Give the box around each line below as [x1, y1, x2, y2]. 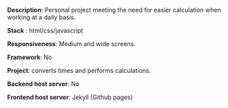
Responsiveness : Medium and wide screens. [7, 40, 136, 47]
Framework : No [7, 53, 52, 61]
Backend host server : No [7, 80, 80, 88]
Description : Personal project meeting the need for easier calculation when [7, 6, 222, 14]
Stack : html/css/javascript [7, 27, 84, 34]
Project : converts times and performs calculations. [7, 67, 152, 74]
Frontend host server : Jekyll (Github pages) [7, 93, 133, 101]
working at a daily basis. [7, 13, 76, 21]
